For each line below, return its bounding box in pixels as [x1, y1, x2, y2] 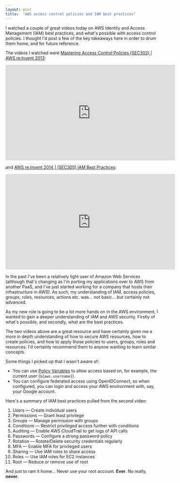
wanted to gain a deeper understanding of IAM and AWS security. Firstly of [5, 314, 155, 319]
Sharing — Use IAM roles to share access [12, 449, 96, 454]
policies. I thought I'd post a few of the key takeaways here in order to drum [5, 35, 156, 41]
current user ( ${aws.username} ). [12, 373, 75, 379]
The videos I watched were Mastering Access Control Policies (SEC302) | [5, 50, 152, 56]
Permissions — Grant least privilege [12, 412, 84, 418]
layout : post [5, 7, 32, 12]
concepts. [5, 349, 26, 355]
